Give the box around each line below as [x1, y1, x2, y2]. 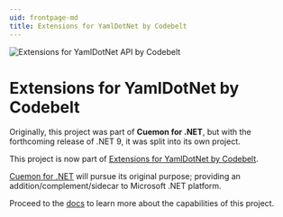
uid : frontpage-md [9, 13, 78, 23]
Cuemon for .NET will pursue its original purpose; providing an [9, 171, 242, 182]
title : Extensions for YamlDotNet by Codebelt [9, 22, 187, 31]
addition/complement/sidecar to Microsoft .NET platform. [9, 181, 223, 192]
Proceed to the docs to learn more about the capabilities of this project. [9, 198, 275, 209]
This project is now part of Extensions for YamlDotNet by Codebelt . [9, 154, 259, 165]
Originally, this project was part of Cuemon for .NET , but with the [9, 127, 251, 138]
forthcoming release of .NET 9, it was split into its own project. [9, 136, 241, 147]
